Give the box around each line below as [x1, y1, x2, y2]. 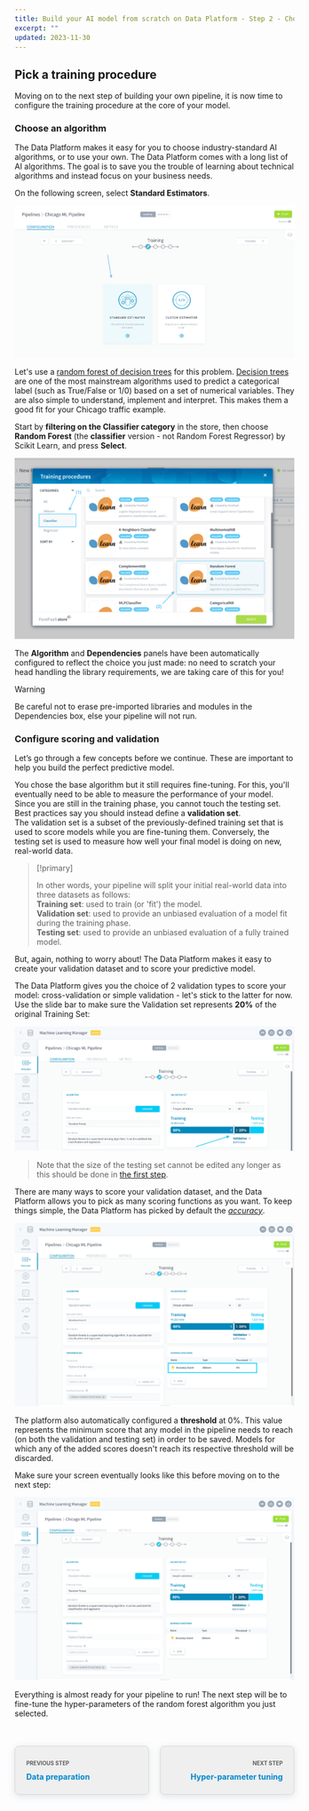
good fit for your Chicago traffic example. [14, 404, 167, 415]
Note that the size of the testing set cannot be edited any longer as [36, 1159, 281, 1170]
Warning [14, 684, 45, 695]
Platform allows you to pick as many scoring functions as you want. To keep [14, 1195, 292, 1206]
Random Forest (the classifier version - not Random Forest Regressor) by [14, 431, 286, 441]
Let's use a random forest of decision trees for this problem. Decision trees [14, 367, 289, 377]
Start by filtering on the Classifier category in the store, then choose [14, 422, 269, 433]
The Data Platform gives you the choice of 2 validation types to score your [14, 981, 287, 991]
